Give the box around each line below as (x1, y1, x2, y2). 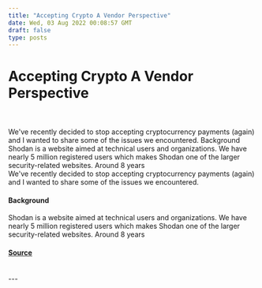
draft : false (8, 26, 51, 34)
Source (8, 248, 33, 257)
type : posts (8, 33, 47, 42)
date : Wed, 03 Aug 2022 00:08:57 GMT (8, 19, 133, 27)
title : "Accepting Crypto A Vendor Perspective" (8, 11, 171, 20)
